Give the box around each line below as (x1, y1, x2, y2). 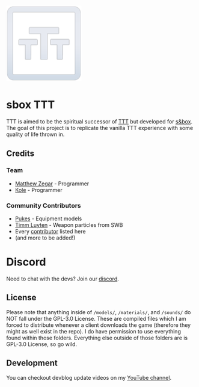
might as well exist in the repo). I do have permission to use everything (6, 327, 182, 335)
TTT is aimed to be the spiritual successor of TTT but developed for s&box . (6, 118, 193, 125)
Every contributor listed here (14, 228, 86, 235)
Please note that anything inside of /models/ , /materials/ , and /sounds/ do (6, 308, 191, 315)
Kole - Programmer (14, 186, 63, 193)
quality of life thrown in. (6, 131, 65, 138)
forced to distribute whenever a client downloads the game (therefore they (6, 321, 191, 329)
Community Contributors (6, 201, 81, 209)
